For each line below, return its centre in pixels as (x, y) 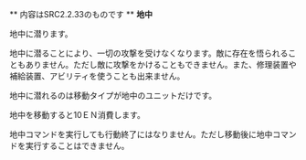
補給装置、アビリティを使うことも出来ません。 (97, 76)
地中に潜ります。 (41, 34)
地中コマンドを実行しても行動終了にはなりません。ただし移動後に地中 (141, 134)
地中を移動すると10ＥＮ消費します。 (78, 115)
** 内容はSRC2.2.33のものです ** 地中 (81, 14)
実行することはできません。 (77, 146)
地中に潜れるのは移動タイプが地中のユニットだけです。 (113, 96)
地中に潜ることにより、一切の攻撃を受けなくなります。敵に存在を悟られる (149, 53)
